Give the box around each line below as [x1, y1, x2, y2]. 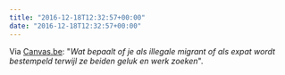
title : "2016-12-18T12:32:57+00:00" [9, 12, 146, 22]
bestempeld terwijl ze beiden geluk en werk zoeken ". [9, 55, 204, 66]
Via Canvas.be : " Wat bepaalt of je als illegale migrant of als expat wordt [9, 46, 275, 56]
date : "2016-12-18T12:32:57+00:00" [9, 21, 142, 30]
